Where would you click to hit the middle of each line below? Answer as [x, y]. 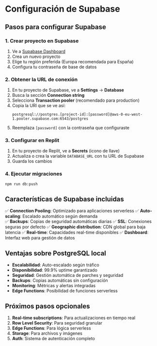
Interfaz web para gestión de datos [40, 238]
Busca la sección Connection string [48, 95]
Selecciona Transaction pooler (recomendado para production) [76, 100]
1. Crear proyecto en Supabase [42, 41]
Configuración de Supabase [63, 9]
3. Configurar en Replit [32, 141]
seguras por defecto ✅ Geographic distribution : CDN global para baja [75, 227]
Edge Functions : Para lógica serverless [51, 328]
